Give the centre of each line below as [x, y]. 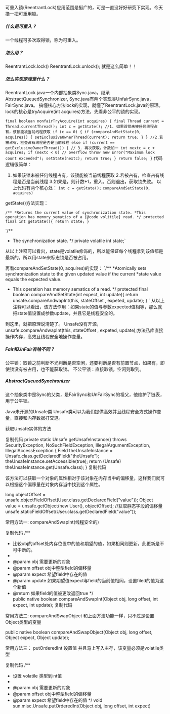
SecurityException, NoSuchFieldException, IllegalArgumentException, [78, 445]
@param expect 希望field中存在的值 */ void [57, 700]
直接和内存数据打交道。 [38, 418]
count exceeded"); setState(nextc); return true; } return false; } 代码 [84, 158]
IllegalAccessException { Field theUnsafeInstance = [59, 450]
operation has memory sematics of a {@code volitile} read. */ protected [85, 217]
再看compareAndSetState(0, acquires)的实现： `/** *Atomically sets [76, 268]
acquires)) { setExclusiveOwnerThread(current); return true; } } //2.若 [84, 137]
